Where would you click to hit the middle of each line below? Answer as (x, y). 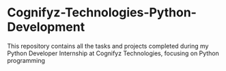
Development (46, 27)
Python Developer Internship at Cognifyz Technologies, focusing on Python (113, 53)
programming (26, 60)
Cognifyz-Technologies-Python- (102, 13)
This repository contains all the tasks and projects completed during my (108, 46)
